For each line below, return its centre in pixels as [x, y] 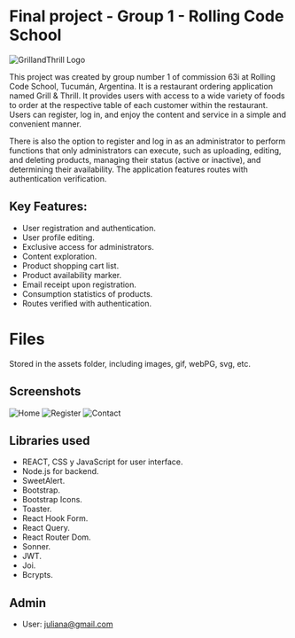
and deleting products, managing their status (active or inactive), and [135, 159]
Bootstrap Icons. [52, 500]
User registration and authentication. [89, 228]
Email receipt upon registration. [79, 284]
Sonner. [36, 547]
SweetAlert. [43, 481]
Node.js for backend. [60, 471]
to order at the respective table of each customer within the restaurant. [139, 105]
